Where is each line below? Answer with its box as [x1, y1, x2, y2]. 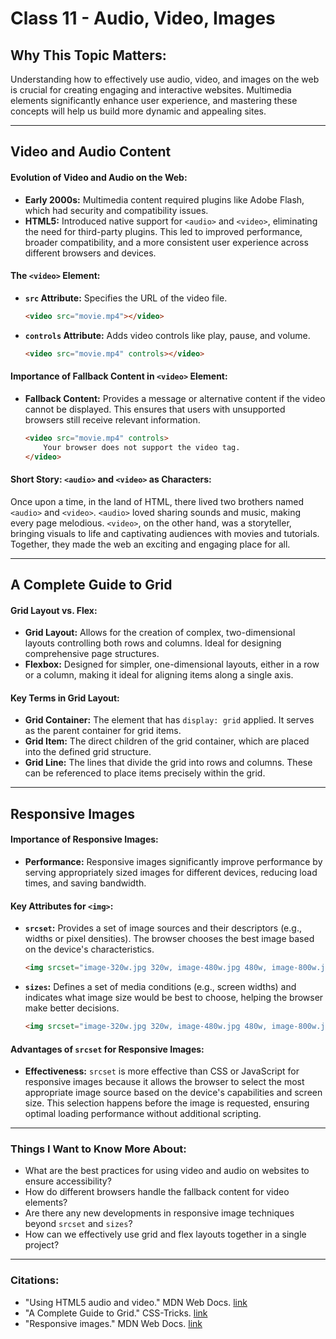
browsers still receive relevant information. [24, 413, 201, 426]
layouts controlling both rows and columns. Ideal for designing [24, 637, 282, 649]
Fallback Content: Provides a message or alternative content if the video [24, 392, 326, 404]
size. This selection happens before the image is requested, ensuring [24, 1097, 310, 1109]
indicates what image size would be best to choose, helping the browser [24, 992, 324, 1004]
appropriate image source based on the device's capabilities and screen [24, 1087, 323, 1099]
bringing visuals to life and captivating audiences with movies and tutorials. [10, 527, 320, 539]
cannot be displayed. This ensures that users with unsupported [24, 403, 286, 415]
